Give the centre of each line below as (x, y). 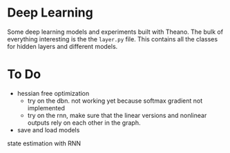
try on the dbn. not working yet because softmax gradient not (115, 101)
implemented (46, 108)
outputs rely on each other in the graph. (84, 123)
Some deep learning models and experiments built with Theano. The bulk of (115, 32)
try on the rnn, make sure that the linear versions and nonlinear (117, 115)
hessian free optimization (53, 93)
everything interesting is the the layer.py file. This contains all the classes (113, 39)
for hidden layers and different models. (63, 46)
